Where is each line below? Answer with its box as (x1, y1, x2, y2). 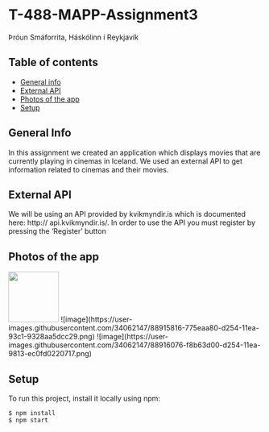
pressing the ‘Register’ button (8, 226, 106, 236)
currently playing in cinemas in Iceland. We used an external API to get (8, 156, 243, 166)
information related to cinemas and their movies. (8, 164, 169, 174)
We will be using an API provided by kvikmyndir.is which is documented (8, 210, 246, 219)
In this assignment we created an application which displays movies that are (8, 147, 261, 157)
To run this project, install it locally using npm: (8, 393, 161, 403)
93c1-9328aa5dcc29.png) (8, 332, 95, 342)
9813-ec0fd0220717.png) (8, 349, 93, 359)
